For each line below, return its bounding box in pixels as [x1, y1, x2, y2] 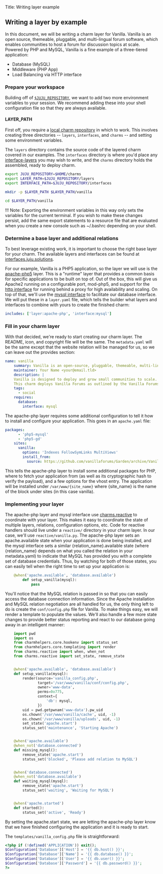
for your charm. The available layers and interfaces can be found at [5, 251, 140, 257]
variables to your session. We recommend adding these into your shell [5, 100, 146, 106]
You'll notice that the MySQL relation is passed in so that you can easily [5, 591, 148, 597]
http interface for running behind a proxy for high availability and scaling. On [5, 286, 158, 292]
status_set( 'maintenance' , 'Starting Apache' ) [22, 726, 118, 730]
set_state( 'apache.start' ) [22, 721, 77, 726]
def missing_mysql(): [14, 747, 57, 752]
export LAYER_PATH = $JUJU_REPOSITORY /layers [5, 176, 95, 182]
